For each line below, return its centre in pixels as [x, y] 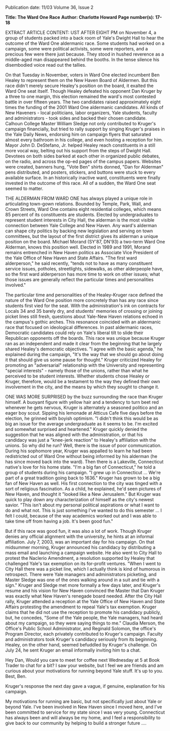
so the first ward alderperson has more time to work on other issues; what [83, 274]
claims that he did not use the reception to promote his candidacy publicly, [83, 612]
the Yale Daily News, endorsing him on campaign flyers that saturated [78, 134]
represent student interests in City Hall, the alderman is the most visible [80, 220]
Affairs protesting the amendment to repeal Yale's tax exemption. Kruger [81, 607]
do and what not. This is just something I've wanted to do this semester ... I [84, 510]
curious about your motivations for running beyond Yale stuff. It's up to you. [84, 671]
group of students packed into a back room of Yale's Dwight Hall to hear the [84, 38]
